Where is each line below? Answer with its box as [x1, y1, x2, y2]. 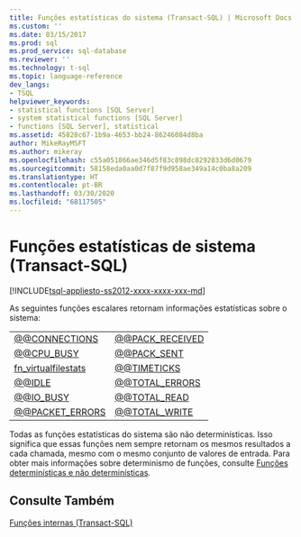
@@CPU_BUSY [14, 347, 79, 360]
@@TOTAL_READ [114, 391, 189, 404]
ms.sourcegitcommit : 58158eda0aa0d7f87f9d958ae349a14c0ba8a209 [9, 164, 252, 173]
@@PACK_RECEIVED [114, 332, 205, 345]
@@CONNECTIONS [14, 332, 99, 345]
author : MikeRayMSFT [9, 139, 87, 148]
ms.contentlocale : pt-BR [9, 181, 103, 190]
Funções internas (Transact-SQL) [9, 517, 133, 528]
